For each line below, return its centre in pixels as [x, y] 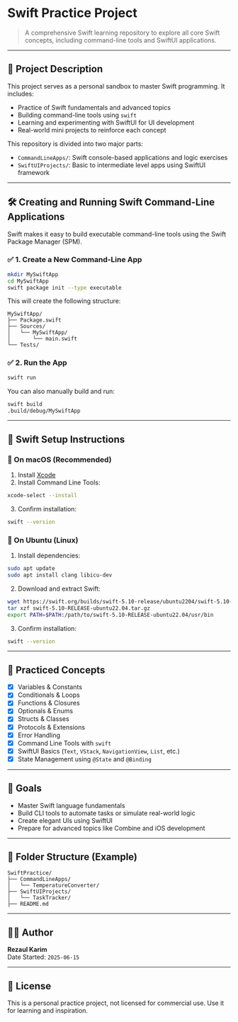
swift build [25, 404]
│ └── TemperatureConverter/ [53, 886]
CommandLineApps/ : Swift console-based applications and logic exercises [123, 157]
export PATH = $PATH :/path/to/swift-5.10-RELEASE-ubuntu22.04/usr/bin [110, 615]
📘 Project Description [55, 69]
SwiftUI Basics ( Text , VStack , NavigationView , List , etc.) [99, 751]
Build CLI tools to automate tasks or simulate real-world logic [107, 813]
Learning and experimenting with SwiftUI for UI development [106, 123]
